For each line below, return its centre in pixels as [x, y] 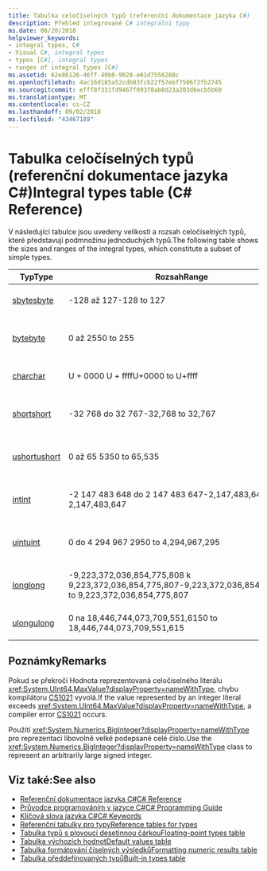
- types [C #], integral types [58, 61]
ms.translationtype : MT [48, 97]
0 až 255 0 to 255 [101, 338]
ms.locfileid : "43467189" [51, 120]
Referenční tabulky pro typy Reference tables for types [108, 825]
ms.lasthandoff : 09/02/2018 [55, 112]
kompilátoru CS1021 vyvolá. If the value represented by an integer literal [124, 697]
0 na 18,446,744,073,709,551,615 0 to [143, 618]
